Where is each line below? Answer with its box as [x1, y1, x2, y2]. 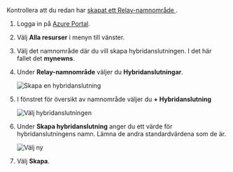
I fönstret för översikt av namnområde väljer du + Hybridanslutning [16, 95, 211, 103]
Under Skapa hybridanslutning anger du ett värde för [16, 122, 173, 131]
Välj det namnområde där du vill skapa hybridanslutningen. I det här [16, 47, 212, 55]
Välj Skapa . [16, 157, 50, 165]
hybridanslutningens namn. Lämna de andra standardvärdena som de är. [16, 130, 227, 138]
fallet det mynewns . [16, 54, 75, 62]
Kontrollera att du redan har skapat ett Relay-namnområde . [6, 6, 178, 14]
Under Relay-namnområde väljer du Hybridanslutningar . [16, 68, 183, 76]
